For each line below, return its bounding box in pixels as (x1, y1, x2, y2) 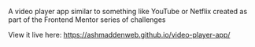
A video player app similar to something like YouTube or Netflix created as (8, 7, 248, 16)
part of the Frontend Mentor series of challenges (8, 15, 166, 24)
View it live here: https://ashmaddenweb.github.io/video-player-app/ (8, 31, 231, 39)
